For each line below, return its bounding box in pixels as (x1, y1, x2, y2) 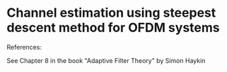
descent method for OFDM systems (6, 20, 220, 36)
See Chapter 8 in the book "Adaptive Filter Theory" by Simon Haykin (6, 56, 206, 64)
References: (6, 43, 42, 51)
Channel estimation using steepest (6, 5, 216, 21)
